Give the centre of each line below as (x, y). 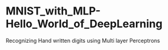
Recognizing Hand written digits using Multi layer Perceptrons (83, 40)
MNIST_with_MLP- (53, 11)
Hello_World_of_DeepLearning (84, 24)
